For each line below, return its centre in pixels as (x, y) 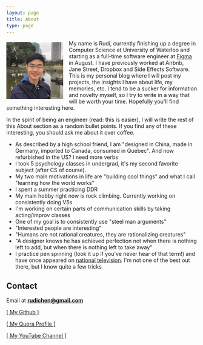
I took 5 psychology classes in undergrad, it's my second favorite (96, 164)
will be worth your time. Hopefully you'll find (124, 102)
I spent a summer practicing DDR (56, 189)
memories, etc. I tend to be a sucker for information (133, 89)
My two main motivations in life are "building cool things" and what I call (105, 176)
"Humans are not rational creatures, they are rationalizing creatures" (100, 235)
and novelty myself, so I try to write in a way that (129, 95)
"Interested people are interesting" (58, 228)
